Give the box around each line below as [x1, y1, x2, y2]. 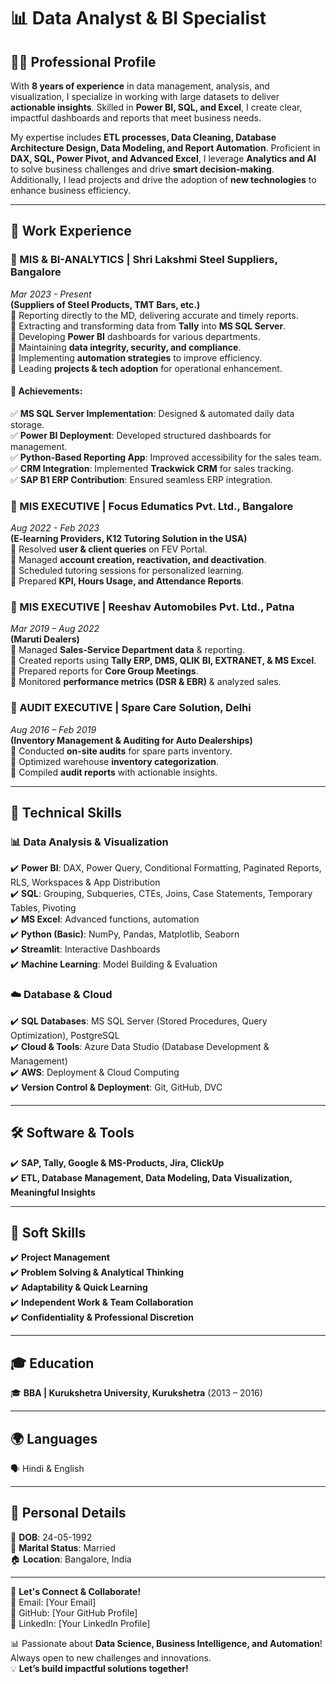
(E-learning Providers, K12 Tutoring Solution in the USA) [10, 533, 248, 545]
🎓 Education [10, 1355, 95, 1372]
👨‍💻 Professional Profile [10, 53, 157, 70]
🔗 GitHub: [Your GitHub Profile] [10, 1606, 138, 1619]
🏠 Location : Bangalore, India [10, 1553, 132, 1565]
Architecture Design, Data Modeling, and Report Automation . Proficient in [10, 142, 321, 154]
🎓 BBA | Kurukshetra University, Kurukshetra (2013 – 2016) [10, 1387, 263, 1399]
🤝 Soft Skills [10, 1224, 87, 1241]
